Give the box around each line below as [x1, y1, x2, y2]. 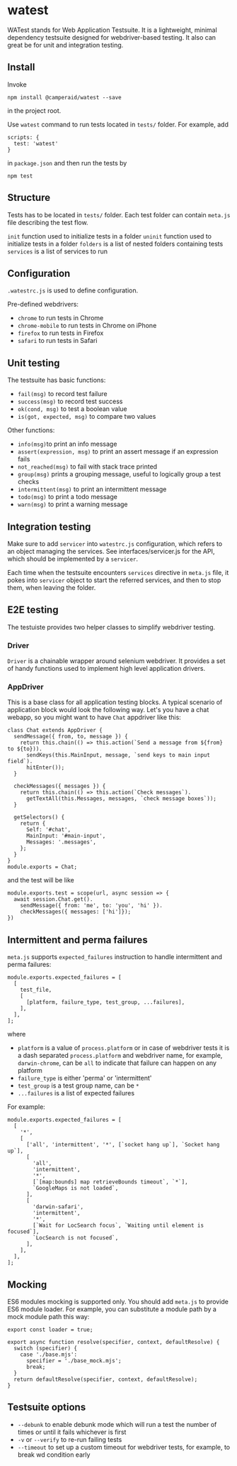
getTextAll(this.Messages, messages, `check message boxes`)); [25, 795, 217, 802]
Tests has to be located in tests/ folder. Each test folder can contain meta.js [7, 210, 231, 219]
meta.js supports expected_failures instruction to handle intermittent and [7, 953, 223, 961]
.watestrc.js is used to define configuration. [7, 286, 139, 295]
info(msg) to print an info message [17, 439, 117, 449]
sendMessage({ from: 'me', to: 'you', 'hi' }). [20, 902, 163, 909]
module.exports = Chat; [7, 863, 78, 871]
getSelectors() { [13, 814, 65, 821]
